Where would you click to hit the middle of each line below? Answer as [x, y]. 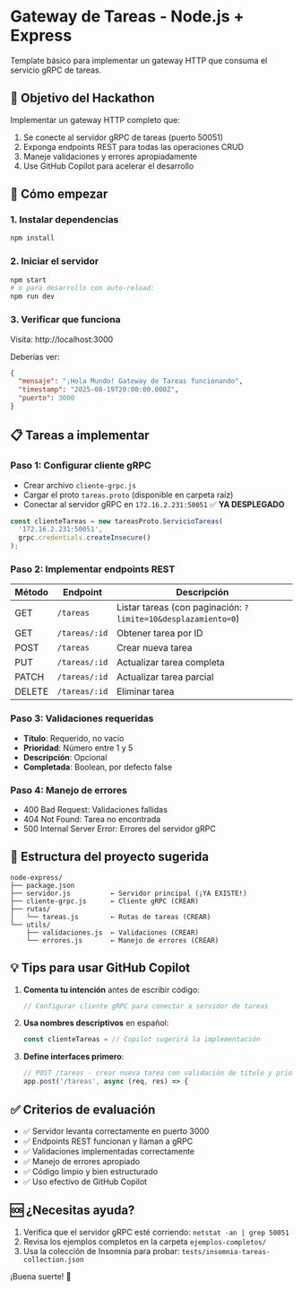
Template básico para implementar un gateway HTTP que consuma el [139, 60]
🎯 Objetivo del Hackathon [82, 98]
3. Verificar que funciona [65, 320]
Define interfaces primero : [73, 1057]
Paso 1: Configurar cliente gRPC [81, 466]
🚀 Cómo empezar [59, 194]
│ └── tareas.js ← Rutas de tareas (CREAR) [111, 917]
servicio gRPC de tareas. [56, 70]
